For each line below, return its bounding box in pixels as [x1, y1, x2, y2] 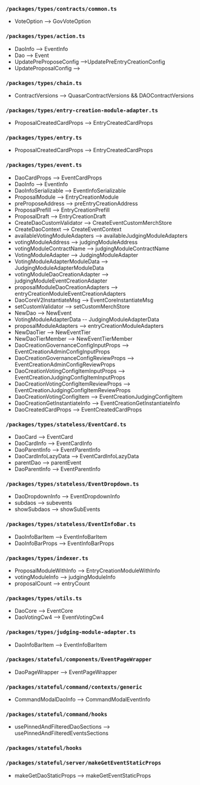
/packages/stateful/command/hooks [5, 711, 107, 718]
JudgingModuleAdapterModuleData [14, 264, 104, 272]
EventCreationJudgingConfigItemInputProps [14, 373, 125, 381]
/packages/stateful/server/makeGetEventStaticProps [5, 760, 162, 766]
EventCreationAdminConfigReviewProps [14, 361, 116, 368]
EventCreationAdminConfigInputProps [14, 348, 110, 355]
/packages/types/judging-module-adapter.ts [5, 629, 136, 636]
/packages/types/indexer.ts [5, 555, 88, 561]
